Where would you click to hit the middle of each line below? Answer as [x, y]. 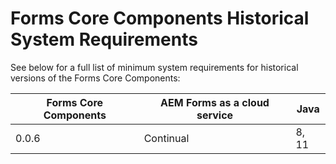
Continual [166, 138]
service [215, 115]
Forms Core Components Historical [160, 18]
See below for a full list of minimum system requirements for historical [154, 67]
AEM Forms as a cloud [215, 102]
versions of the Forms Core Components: [95, 78]
